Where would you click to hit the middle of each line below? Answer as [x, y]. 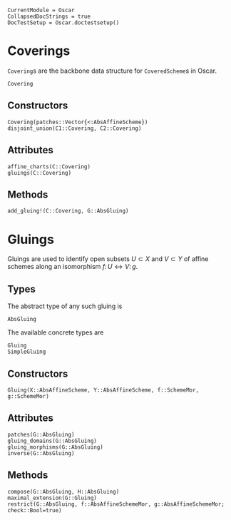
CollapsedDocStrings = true [49, 16]
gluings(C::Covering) [40, 173]
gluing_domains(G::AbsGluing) [52, 441]
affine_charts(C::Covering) [49, 167]
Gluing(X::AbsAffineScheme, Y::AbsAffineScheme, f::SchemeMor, [103, 390]
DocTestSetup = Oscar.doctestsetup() [63, 23]
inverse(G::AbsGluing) [41, 453]
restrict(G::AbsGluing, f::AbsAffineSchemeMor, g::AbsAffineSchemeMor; [116, 504]
